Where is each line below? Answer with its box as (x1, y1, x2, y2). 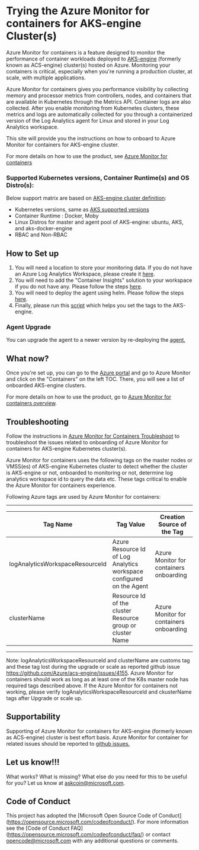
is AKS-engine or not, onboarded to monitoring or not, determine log (6, 469, 174, 476)
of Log (112, 552, 131, 560)
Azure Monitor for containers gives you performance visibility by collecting (6, 85, 188, 92)
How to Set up (6, 248, 59, 258)
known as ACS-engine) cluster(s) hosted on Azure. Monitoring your (6, 61, 171, 69)
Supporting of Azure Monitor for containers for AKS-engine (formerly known (6, 727, 192, 734)
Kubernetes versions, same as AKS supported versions (14, 206, 149, 213)
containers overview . (6, 400, 57, 407)
